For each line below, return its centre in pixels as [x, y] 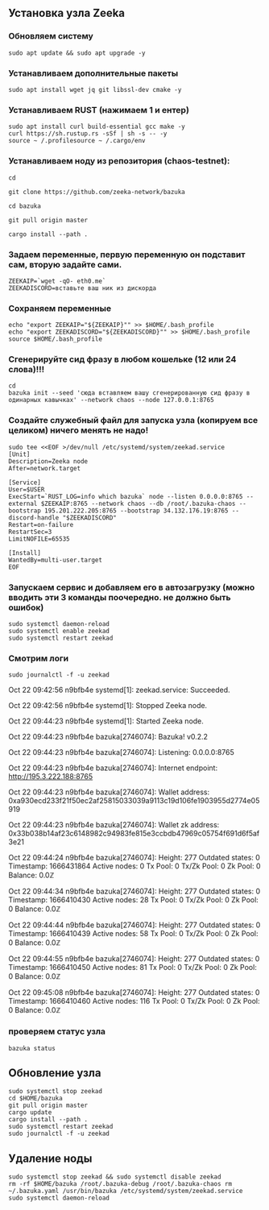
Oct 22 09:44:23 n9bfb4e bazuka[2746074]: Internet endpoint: [113, 768]
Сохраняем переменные [60, 308]
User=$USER [27, 489]
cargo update [30, 1113]
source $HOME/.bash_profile [56, 339]
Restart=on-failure [41, 524]
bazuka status [32, 1048]
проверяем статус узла [57, 1032]
